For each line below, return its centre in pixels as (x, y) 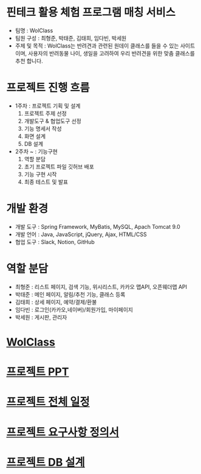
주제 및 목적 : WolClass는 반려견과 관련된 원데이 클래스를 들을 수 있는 (97, 46)
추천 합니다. (29, 61)
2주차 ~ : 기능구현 (36, 151)
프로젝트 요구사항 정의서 (63, 432)
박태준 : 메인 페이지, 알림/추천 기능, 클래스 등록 (70, 294)
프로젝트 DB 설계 (46, 462)
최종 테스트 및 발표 (46, 182)
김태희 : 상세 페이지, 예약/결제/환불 (56, 302)
